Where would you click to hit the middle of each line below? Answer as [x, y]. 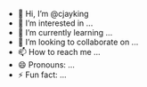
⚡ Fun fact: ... [42, 75]
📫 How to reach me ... [59, 52]
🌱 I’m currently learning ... [65, 32]
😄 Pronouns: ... [46, 65]
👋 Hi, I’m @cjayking [53, 14]
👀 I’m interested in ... [55, 23]
